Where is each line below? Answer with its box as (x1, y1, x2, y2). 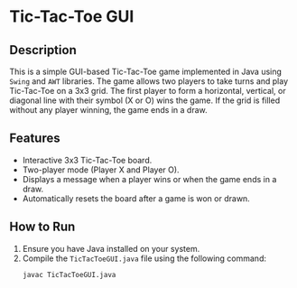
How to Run (9, 219, 76, 235)
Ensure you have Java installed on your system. (22, 243, 200, 254)
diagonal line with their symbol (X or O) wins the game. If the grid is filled (9, 95, 281, 106)
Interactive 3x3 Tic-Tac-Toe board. (22, 154, 153, 165)
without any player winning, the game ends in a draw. (9, 105, 208, 115)
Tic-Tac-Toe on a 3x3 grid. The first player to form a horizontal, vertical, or (9, 86, 286, 96)
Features (9, 131, 60, 146)
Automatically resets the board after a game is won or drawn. (22, 192, 250, 204)
